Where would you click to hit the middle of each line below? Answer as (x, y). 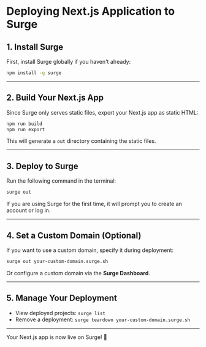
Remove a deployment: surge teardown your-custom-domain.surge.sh (103, 319)
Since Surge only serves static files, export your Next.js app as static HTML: (102, 112)
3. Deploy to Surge (42, 166)
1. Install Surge (35, 47)
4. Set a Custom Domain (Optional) (74, 235)
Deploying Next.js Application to (91, 11)
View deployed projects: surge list (60, 313)
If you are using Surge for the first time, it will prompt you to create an (94, 204)
